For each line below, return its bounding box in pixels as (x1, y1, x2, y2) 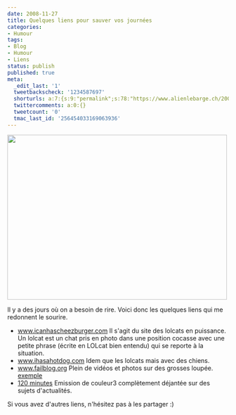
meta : (7, 75, 23, 83)
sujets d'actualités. (17, 386, 72, 395)
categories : (7, 23, 42, 30)
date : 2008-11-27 (7, 10, 58, 18)
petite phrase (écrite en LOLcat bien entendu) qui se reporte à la (17, 341, 204, 350)
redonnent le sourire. (7, 312, 68, 321)
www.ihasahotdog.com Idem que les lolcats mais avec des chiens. (17, 356, 210, 364)
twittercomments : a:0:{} (13, 102, 86, 109)
